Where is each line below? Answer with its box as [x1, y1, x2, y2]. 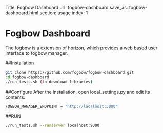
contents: [5, 94, 26, 100]
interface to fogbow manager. [5, 50, 68, 56]
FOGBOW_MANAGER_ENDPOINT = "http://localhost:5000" [5, 104, 118, 109]
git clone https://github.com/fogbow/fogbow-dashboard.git [5, 70, 134, 75]
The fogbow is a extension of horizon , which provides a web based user [5, 45, 158, 51]
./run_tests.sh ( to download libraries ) [5, 79, 93, 84]
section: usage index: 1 [39, 10, 88, 16]
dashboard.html [5, 10, 39, 16]
